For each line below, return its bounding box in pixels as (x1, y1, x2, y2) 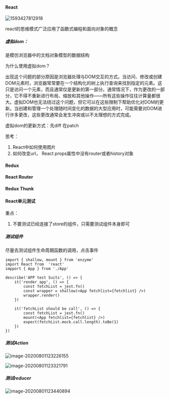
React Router (5, 174, 33, 180)
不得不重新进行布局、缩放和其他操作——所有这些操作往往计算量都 (18, 93, 156, 99)
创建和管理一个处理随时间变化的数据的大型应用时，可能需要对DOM (18, 106, 158, 112)
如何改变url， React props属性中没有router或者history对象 (12, 150, 134, 157)
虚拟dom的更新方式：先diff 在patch (5, 122, 79, 129)
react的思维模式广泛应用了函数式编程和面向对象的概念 (5, 26, 118, 32)
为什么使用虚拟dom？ (5, 63, 51, 69)
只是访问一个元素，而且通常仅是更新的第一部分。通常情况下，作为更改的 (5, 86, 156, 92)
